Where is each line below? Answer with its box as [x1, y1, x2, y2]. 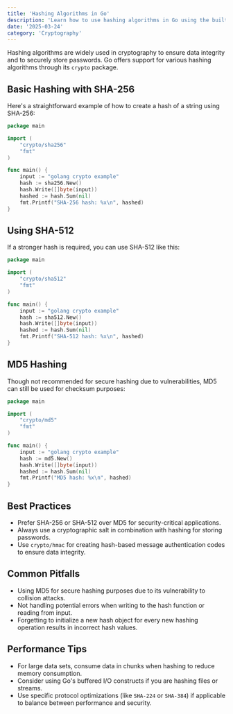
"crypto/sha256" [19, 141, 67, 148]
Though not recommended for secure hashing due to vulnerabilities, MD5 [7, 377, 217, 385]
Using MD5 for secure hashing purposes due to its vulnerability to [17, 586, 206, 595]
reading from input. [17, 608, 73, 617]
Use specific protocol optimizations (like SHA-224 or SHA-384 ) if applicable [17, 691, 226, 699]
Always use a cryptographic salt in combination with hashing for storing [17, 526, 223, 534]
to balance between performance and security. [17, 698, 152, 707]
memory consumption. [17, 669, 83, 677]
